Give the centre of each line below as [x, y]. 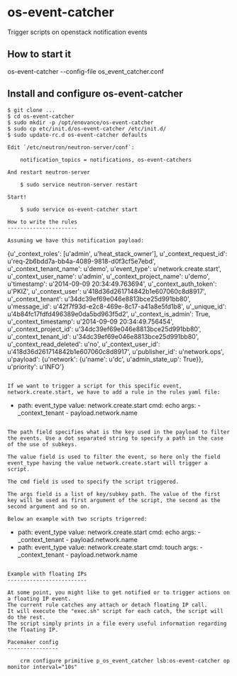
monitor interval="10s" [43, 667]
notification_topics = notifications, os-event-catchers [106, 160]
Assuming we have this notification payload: [76, 240]
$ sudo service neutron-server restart [79, 184]
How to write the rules [43, 222]
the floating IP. [33, 630]
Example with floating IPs [47, 574]
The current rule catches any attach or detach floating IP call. [108, 605]
